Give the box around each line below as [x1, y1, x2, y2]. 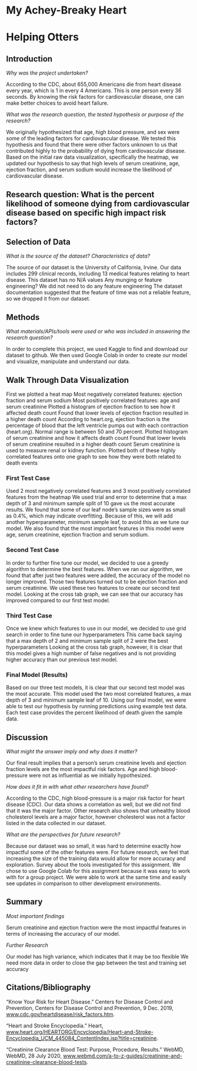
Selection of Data [6, 236, 71, 247]
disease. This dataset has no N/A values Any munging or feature [6, 276, 162, 283]
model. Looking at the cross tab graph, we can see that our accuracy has [6, 590, 183, 598]
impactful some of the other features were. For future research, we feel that [6, 849, 189, 856]
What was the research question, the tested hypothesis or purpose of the [6, 111, 184, 118]
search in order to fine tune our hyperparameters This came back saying [6, 630, 182, 638]
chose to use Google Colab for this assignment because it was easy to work [6, 868, 191, 875]
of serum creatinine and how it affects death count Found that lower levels [6, 435, 186, 442]
